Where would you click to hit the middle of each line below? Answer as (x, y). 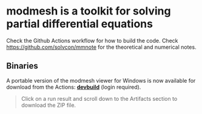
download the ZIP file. (49, 105)
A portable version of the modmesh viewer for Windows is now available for (101, 80)
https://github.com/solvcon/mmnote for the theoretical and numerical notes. (101, 47)
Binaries (22, 66)
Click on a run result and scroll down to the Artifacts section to (99, 98)
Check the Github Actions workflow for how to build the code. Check (92, 40)
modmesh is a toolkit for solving (89, 11)
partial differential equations (80, 24)
